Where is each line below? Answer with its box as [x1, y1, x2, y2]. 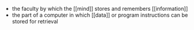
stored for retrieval [11, 18, 58, 25]
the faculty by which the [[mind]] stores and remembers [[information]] [11, 5, 188, 12]
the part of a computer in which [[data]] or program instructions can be [11, 11, 188, 19]
